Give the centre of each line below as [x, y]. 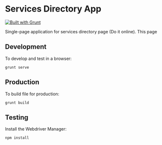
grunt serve [17, 67]
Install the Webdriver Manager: [36, 129]
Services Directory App [53, 9]
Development [26, 47]
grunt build [17, 102]
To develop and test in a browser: [38, 58]
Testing [17, 117]
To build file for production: [32, 94]
